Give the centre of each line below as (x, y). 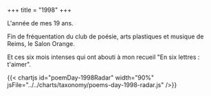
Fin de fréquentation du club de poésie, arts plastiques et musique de (105, 36)
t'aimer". (19, 64)
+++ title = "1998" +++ (40, 10)
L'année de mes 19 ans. (40, 23)
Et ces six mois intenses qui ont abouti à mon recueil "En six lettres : (103, 57)
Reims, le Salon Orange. (41, 44)
